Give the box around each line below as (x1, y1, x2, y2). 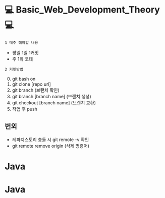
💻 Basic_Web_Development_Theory (5, 4, 160, 16)
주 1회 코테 (12, 56, 33, 62)
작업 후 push (12, 106, 37, 112)
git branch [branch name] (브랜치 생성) (12, 93, 91, 99)
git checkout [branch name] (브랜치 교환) (12, 99, 96, 106)
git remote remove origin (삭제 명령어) (12, 143, 89, 149)
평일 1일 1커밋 (12, 49, 39, 55)
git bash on (12, 76, 36, 82)
